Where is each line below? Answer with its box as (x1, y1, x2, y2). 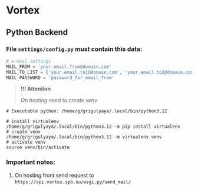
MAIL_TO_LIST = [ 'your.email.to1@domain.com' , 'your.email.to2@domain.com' (6, 69, 196, 75)
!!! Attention (20, 85, 51, 92)
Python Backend (6, 27, 68, 37)
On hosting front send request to (14, 171, 94, 179)
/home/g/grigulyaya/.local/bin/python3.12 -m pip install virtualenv (6, 124, 181, 130)
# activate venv (6, 140, 46, 145)
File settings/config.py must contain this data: (6, 45, 143, 53)
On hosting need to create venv (20, 97, 98, 104)
